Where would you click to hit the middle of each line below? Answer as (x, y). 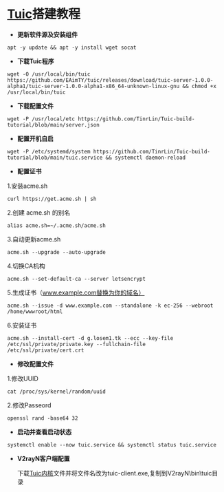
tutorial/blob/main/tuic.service (55, 158)
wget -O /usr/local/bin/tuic (49, 74)
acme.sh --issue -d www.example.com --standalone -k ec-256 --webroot (110, 306)
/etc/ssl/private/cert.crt (46, 350)
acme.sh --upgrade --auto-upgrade (57, 252)
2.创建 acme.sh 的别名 (39, 212)
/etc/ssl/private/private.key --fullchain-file (77, 344)
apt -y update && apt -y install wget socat (72, 47)
